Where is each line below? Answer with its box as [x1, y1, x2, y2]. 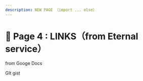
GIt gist [5, 70, 20, 76]
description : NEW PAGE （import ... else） [5, 7, 97, 13]
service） [5, 43, 46, 54]
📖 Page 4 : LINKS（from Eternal [5, 31, 138, 42]
